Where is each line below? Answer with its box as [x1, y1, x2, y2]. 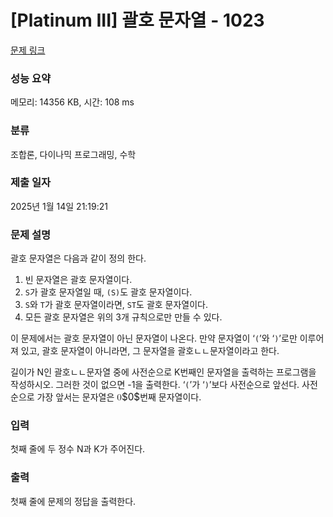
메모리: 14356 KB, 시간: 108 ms [10, 96, 135, 108]
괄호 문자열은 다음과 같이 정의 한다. [10, 252, 147, 265]
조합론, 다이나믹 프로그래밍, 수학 [10, 148, 137, 160]
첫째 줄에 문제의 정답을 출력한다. [10, 495, 137, 507]
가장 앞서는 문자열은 [36, 391, 115, 403]
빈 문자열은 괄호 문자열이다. [24, 274, 133, 286]
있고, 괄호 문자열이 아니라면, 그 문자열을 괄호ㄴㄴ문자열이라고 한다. [20, 345, 280, 357]
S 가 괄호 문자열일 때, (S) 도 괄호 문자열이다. [24, 286, 193, 298]
